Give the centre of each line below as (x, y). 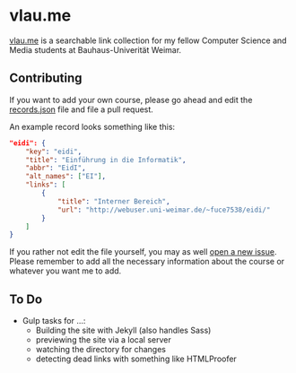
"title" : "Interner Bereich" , (113, 201)
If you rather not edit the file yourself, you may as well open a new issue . (143, 252)
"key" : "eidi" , (54, 152)
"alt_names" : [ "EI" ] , (65, 177)
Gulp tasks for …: (54, 321)
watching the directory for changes (100, 350)
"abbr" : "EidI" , (56, 168)
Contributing (46, 78)
